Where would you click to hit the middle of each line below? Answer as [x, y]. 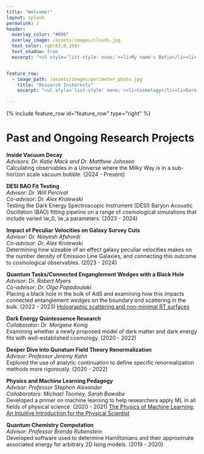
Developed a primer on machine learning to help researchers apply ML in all [101, 400]
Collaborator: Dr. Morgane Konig [47, 325]
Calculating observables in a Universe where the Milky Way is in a [89, 167]
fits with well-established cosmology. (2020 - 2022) [71, 338]
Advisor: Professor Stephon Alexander [54, 387]
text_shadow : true [35, 52]
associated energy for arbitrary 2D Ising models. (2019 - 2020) [85, 444]
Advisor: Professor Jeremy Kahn [47, 356]
